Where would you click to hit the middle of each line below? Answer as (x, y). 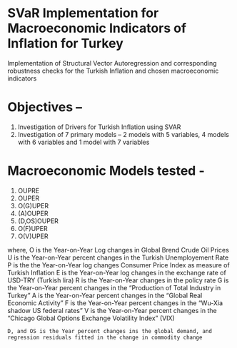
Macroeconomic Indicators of (97, 28)
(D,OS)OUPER (38, 221)
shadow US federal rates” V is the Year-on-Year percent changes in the (112, 310)
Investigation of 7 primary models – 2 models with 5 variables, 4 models (123, 134)
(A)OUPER (33, 213)
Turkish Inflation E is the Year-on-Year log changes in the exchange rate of (117, 272)
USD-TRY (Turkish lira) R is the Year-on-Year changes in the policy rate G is (118, 280)
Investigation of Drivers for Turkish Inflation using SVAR (99, 127)
